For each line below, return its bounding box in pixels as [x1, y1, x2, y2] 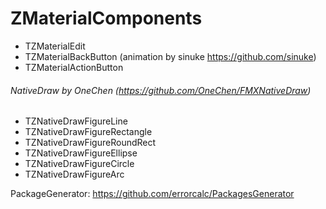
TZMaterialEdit [24, 40, 86, 52]
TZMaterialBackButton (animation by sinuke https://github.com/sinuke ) [24, 50, 317, 62]
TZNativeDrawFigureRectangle [24, 126, 153, 138]
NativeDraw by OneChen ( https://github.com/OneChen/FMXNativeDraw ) [10, 84, 312, 96]
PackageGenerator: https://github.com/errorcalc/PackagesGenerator [10, 188, 295, 200]
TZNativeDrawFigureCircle [24, 158, 135, 170]
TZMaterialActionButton [24, 61, 124, 73]
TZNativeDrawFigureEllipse [24, 147, 138, 159]
